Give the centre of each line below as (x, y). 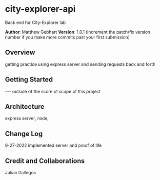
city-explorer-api (40, 9)
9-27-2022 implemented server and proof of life (53, 145)
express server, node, (27, 119)
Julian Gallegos (20, 172)
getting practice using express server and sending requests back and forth (80, 64)
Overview (20, 52)
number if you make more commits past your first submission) (68, 37)
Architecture (25, 107)
